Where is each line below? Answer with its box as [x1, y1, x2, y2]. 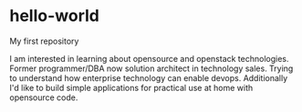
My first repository [9, 36, 79, 46]
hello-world [9, 5, 100, 26]
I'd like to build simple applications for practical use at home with [9, 82, 254, 93]
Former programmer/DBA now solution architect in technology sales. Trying [9, 63, 294, 74]
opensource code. [9, 92, 78, 103]
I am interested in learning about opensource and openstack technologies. [9, 53, 289, 64]
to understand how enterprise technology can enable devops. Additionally [9, 72, 288, 83]
